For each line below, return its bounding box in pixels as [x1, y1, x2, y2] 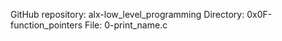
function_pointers [10, 19, 83, 31]
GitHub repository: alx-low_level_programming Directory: [10, 9, 245, 20]
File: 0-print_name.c [84, 19, 168, 31]
